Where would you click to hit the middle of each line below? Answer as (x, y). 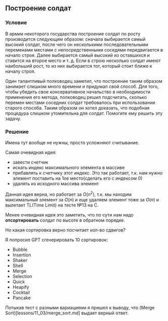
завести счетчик (31, 162)
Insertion (22, 255)
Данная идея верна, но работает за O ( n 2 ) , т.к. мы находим (69, 194)
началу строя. (20, 71)
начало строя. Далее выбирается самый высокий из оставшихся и (77, 55)
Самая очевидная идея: (31, 152)
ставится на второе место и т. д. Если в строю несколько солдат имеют (83, 61)
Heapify (21, 287)
